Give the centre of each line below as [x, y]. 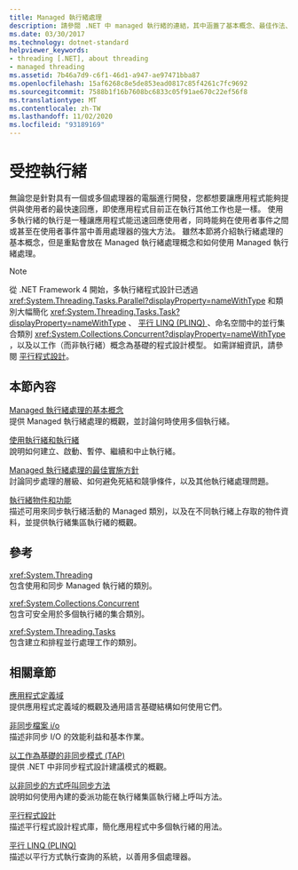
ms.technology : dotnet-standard [69, 42]
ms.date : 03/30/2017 [47, 34]
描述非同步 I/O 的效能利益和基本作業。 [79, 737]
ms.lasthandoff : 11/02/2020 [61, 116]
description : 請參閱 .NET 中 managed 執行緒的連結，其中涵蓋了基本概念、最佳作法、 [151, 26]
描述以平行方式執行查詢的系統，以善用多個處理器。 [102, 857]
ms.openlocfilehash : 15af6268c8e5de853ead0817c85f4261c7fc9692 [129, 84]
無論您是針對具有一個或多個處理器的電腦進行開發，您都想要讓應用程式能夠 [145, 197]
